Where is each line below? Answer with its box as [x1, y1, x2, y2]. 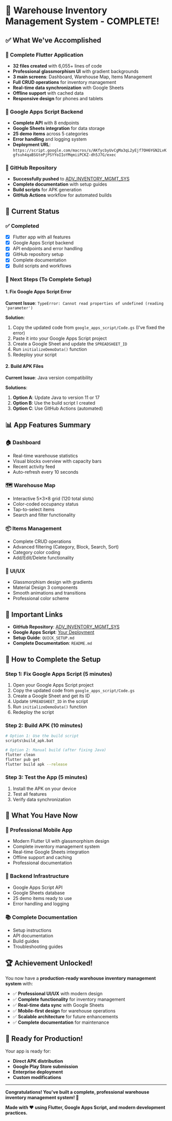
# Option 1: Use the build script [5, 734, 79, 739]
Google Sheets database [12, 890, 65, 896]
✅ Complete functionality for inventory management [12, 996, 125, 1002]
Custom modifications [12, 1074, 61, 1080]
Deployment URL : [12, 142, 51, 148]
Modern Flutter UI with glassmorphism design [12, 838, 110, 844]
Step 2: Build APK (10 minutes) [5, 721, 83, 729]
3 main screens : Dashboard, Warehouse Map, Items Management [12, 74, 153, 80]
